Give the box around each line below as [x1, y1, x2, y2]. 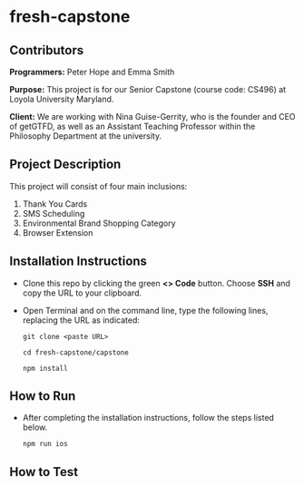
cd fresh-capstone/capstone [22, 347, 129, 357]
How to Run [9, 388, 76, 404]
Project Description [9, 157, 122, 172]
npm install [22, 364, 68, 373]
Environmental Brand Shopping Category [22, 218, 176, 228]
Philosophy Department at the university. [9, 131, 162, 141]
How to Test [9, 464, 79, 480]
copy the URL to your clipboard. [22, 287, 142, 298]
